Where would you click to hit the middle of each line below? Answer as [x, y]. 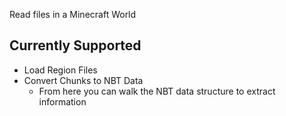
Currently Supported [75, 45]
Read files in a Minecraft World [73, 14]
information [62, 101]
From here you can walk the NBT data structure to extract [157, 91]
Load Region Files [60, 70]
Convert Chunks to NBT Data [83, 80]
